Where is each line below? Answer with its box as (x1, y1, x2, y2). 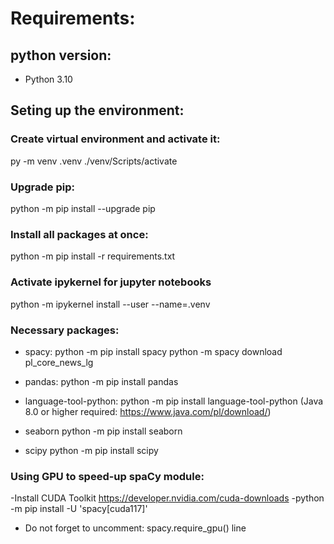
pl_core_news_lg (24, 356, 94, 368)
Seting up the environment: (10, 102, 185, 119)
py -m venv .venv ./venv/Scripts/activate (10, 155, 178, 167)
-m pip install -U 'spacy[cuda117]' (10, 503, 148, 515)
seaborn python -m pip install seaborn (24, 425, 183, 437)
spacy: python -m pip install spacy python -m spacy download (24, 345, 283, 357)
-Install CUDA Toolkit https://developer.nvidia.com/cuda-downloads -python (10, 492, 325, 504)
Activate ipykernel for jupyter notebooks (10, 275, 212, 289)
